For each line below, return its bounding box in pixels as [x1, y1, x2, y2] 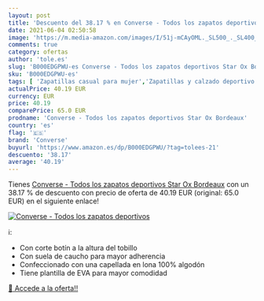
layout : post [8, 11, 51, 20]
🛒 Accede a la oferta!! [8, 284, 79, 293]
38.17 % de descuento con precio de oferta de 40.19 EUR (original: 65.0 [8, 188, 240, 198]
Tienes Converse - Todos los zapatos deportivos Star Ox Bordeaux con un [8, 180, 249, 189]
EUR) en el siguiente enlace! [8, 196, 100, 206]
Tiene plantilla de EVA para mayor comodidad [19, 269, 167, 278]
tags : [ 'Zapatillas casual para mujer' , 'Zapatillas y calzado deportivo [8, 77, 255, 85]
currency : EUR [8, 92, 55, 100]
